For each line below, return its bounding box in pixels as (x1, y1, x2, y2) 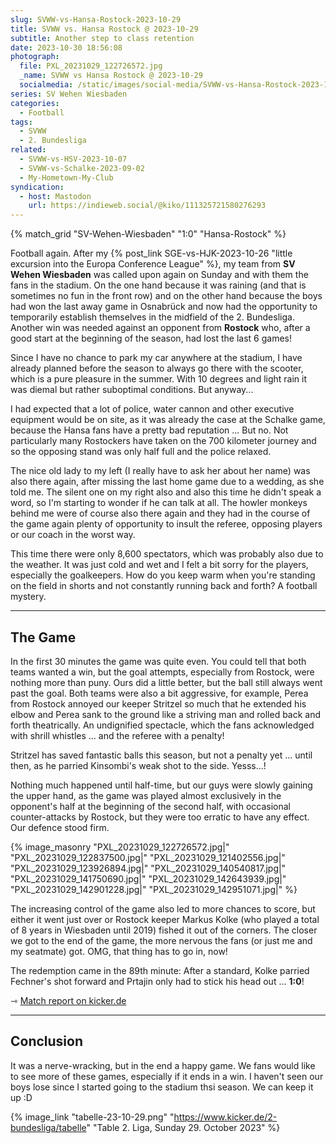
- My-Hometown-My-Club (19, 172, 114, 183)
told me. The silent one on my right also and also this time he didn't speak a (10, 486, 322, 498)
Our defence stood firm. (10, 821, 110, 833)
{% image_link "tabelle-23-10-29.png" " (10, 1111, 175, 1123)
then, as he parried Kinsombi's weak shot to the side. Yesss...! (10, 759, 267, 771)
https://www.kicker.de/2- (173, 1111, 278, 1123)
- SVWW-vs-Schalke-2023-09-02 (19, 163, 145, 173)
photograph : (10, 52, 60, 62)
